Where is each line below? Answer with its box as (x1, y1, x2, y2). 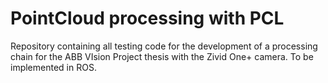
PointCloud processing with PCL (10, 7, 285, 30)
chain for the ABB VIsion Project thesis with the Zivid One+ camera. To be (10, 50, 314, 62)
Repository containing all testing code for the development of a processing (10, 40, 318, 52)
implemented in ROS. (10, 61, 97, 73)
